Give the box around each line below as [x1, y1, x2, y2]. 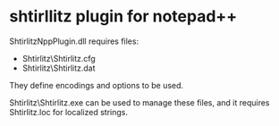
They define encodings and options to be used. [9, 80, 184, 90]
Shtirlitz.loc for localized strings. [9, 106, 128, 117]
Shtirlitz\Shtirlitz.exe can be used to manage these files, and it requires [9, 97, 270, 108]
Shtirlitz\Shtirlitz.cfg [21, 53, 96, 63]
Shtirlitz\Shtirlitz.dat [21, 63, 96, 73]
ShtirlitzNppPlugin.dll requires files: [9, 36, 139, 46]
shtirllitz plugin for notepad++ [9, 6, 238, 27]
